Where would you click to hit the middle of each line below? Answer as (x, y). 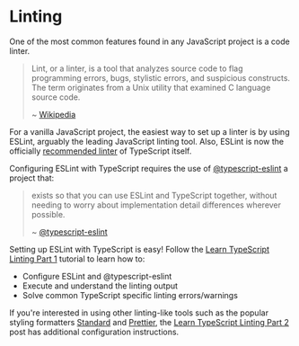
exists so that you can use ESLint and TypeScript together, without (154, 195)
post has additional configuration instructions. (94, 332)
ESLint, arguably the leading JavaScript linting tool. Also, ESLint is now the (147, 141)
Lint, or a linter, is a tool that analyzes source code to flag (137, 68)
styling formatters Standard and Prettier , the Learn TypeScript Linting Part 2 (149, 322)
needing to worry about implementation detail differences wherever (156, 205)
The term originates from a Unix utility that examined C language (151, 87)
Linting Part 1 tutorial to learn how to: (77, 259)
